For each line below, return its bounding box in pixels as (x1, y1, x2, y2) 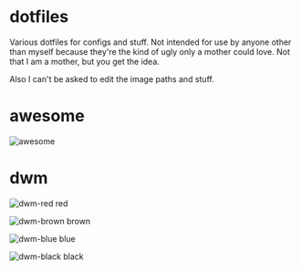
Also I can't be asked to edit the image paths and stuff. (9, 73, 214, 84)
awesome (9, 106, 85, 127)
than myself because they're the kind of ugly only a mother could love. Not (9, 46, 290, 57)
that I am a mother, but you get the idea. (9, 56, 160, 67)
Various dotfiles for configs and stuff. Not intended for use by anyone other (9, 36, 292, 47)
